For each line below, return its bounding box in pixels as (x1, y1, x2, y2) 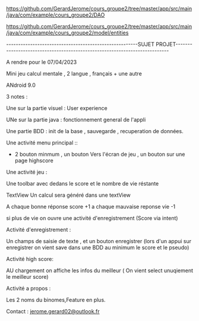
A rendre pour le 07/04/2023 (6, 59, 77, 65)
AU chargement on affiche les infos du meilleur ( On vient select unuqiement (6, 267, 194, 274)
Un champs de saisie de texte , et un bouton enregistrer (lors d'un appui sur (6, 238, 192, 244)
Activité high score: (6, 256, 53, 262)
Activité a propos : (6, 285, 51, 292)
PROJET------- (155, 41, 193, 48)
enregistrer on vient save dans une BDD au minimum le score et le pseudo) (6, 244, 189, 251)
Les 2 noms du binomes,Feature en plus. (6, 297, 106, 303)
